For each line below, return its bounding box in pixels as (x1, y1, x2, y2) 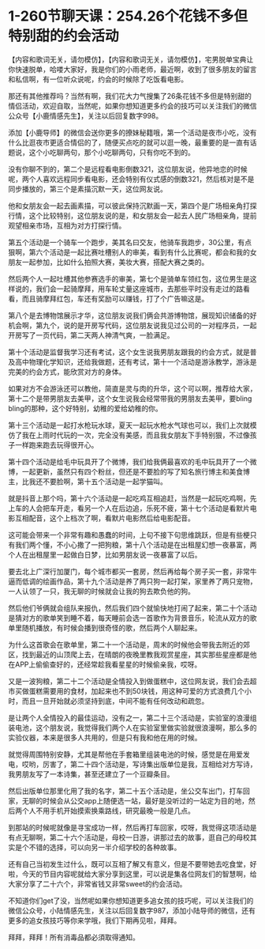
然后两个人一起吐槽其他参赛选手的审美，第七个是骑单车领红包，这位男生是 (8, 274, 250, 283)
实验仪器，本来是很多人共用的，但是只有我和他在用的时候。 (8, 732, 202, 742)
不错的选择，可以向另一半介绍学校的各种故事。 (28, 842, 181, 852)
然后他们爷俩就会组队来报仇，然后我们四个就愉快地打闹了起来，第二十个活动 (8, 603, 257, 613)
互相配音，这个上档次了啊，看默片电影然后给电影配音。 (14, 513, 195, 523)
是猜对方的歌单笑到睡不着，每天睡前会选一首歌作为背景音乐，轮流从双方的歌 (8, 613, 257, 622)
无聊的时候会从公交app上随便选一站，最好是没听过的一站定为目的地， (21, 796, 249, 805)
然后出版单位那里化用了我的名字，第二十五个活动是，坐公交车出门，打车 (8, 786, 243, 796)
